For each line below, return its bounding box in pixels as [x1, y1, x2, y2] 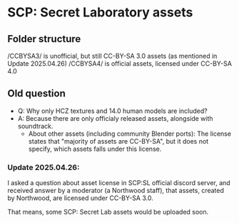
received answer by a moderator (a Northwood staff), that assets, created [7, 187, 225, 195]
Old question [7, 87, 66, 100]
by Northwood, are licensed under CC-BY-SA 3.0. [7, 194, 153, 202]
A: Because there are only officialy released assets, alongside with [17, 114, 213, 122]
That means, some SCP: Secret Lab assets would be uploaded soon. [7, 208, 209, 217]
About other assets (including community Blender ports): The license [28, 129, 232, 138]
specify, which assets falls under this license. [28, 144, 162, 153]
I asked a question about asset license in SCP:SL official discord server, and [7, 179, 230, 187]
